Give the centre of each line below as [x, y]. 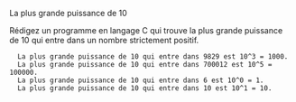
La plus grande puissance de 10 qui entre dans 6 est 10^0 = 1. [141, 80]
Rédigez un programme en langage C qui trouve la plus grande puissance [146, 30]
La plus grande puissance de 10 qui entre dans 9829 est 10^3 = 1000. [153, 57]
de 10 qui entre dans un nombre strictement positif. [104, 40]
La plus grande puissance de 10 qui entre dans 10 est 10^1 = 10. [145, 88]
